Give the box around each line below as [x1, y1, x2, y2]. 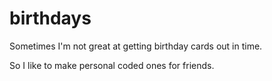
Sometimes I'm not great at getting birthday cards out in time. [9, 40, 263, 52]
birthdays [9, 7, 92, 30]
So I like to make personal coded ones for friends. [9, 59, 215, 71]
